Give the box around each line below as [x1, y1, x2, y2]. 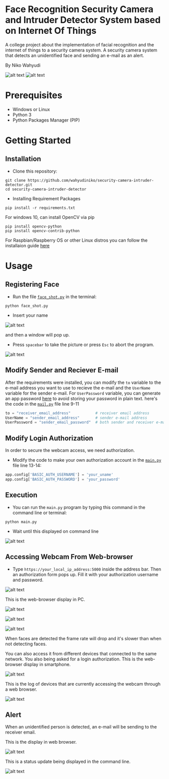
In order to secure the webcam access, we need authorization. [5, 448, 135, 454]
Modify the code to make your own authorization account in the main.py [12, 457, 161, 463]
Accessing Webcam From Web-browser [5, 552, 133, 561]
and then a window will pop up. [5, 331, 70, 338]
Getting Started [5, 135, 71, 146]
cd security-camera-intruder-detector [5, 187, 87, 192]
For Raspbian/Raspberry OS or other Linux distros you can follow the [5, 237, 148, 243]
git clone [5, 178, 26, 183]
